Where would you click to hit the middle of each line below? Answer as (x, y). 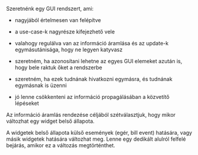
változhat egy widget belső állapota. (51, 121)
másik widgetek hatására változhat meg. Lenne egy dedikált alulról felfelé (96, 139)
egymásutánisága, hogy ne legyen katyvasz (69, 49)
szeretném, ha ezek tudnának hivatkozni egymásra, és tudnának (93, 79)
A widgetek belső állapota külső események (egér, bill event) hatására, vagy (99, 133)
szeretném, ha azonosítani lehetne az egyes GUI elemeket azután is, (98, 61)
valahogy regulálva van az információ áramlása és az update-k (92, 43)
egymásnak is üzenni (41, 85)
